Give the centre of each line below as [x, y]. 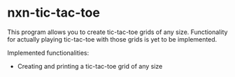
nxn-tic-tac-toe [54, 13]
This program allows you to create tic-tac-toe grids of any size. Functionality [117, 32]
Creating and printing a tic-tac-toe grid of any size [90, 66]
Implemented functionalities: [48, 53]
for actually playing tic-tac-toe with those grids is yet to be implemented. [112, 39]
